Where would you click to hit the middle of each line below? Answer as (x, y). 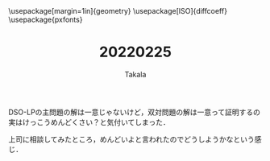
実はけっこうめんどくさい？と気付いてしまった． (89, 122)
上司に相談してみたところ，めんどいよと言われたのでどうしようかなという (132, 139)
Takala (135, 74)
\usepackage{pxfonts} (46, 19)
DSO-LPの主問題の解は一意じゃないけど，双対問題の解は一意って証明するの (134, 112)
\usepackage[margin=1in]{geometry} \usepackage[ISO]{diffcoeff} (118, 11)
